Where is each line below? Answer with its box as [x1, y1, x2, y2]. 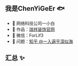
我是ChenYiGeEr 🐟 [5, 4, 65, 13]
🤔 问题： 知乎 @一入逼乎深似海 [12, 38, 73, 44]
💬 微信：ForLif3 [12, 32, 44, 38]
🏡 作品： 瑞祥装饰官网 [12, 26, 55, 32]
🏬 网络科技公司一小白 [12, 20, 55, 26]
